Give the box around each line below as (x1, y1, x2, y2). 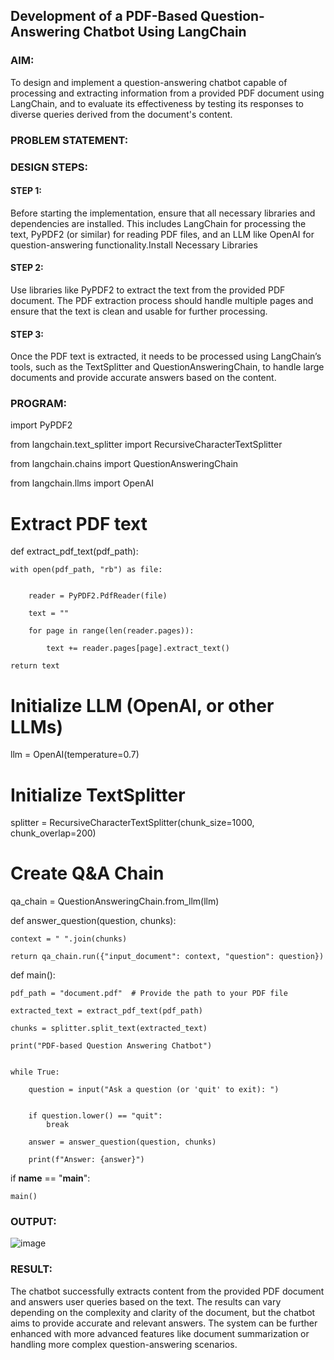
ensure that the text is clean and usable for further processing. (10, 305, 268, 317)
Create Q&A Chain (10, 862, 165, 885)
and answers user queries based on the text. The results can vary (10, 1295, 282, 1308)
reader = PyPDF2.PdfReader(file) (28, 591, 168, 601)
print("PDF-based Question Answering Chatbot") (10, 1041, 213, 1051)
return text (10, 661, 60, 671)
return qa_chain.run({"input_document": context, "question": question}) (10, 952, 325, 962)
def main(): (10, 969, 56, 981)
